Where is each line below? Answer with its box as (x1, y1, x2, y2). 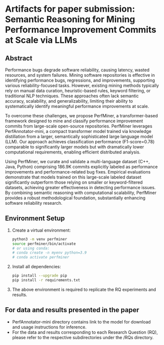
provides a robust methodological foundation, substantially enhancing (5, 195, 145, 201)
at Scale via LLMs (5, 35, 78, 46)
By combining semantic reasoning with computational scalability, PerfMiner (5, 190, 157, 195)
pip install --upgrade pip (12, 273, 67, 278)
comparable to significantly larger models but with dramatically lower (5, 144, 144, 150)
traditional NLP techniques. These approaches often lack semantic (5, 93, 139, 99)
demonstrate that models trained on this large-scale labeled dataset (5, 174, 142, 180)
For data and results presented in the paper (5, 306, 139, 314)
